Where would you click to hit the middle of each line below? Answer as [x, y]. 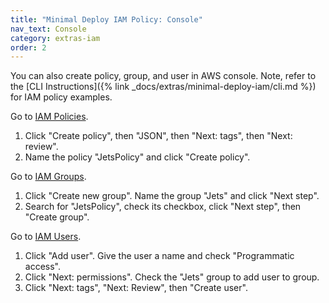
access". [43, 267]
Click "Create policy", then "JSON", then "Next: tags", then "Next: [158, 136]
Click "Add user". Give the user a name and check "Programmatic [159, 256]
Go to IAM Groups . [48, 177]
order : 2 [28, 47]
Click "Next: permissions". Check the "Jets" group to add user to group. [172, 277]
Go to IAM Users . [46, 237]
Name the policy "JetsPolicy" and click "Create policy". [137, 157]
